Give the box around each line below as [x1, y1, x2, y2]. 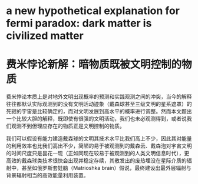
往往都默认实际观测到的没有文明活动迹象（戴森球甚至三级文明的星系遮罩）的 [6, 101, 192, 108]
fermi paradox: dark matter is [6, 16, 152, 30]
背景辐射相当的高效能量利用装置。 [6, 172, 89, 179]
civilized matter [6, 29, 84, 42]
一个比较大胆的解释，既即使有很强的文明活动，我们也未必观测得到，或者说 [6, 115, 187, 122]
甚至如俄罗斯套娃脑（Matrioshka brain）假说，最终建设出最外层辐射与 [21, 165, 192, 172]
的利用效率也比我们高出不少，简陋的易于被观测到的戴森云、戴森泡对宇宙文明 [6, 142, 192, 149]
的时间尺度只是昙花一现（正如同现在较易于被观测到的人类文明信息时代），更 [6, 150, 190, 157]
